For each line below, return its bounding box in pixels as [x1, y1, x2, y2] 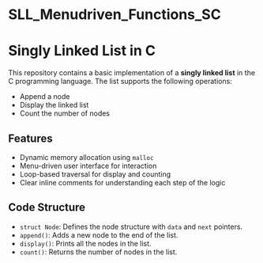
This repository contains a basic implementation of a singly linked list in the [8, 68, 255, 78]
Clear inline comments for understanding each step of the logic [19, 177, 226, 187]
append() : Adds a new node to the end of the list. [19, 230, 178, 239]
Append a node [19, 92, 70, 101]
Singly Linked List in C [8, 42, 156, 60]
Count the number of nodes [19, 109, 111, 118]
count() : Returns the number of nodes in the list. [19, 247, 178, 257]
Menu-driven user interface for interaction [19, 161, 157, 170]
